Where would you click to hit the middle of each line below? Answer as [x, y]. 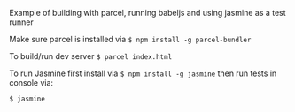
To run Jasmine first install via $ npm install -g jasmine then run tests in [143, 73]
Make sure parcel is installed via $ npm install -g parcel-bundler [130, 39]
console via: [31, 82]
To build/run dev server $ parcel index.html [91, 56]
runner [21, 22]
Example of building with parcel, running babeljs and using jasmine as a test [147, 13]
